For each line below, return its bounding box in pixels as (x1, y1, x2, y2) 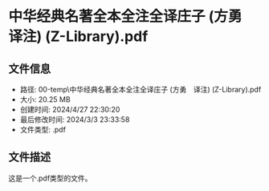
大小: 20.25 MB (19, 95, 71, 104)
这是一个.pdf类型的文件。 (8, 173, 92, 183)
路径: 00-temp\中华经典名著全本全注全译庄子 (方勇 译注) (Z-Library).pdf (19, 85, 262, 94)
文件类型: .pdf (19, 125, 67, 134)
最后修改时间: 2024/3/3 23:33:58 (19, 115, 130, 124)
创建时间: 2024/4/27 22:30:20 (19, 105, 120, 114)
